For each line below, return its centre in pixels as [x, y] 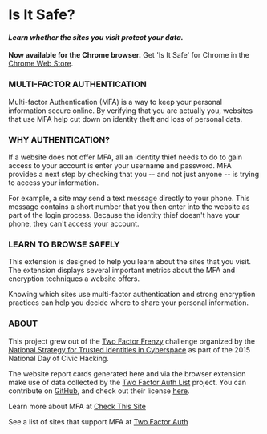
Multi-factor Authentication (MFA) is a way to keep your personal [115, 102]
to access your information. [54, 183]
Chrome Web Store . [41, 64]
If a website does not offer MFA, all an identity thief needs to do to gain [125, 157]
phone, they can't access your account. [74, 223]
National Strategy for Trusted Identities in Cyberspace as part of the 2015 [129, 349]
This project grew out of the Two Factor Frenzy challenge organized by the [131, 341]
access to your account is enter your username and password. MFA [120, 165]
